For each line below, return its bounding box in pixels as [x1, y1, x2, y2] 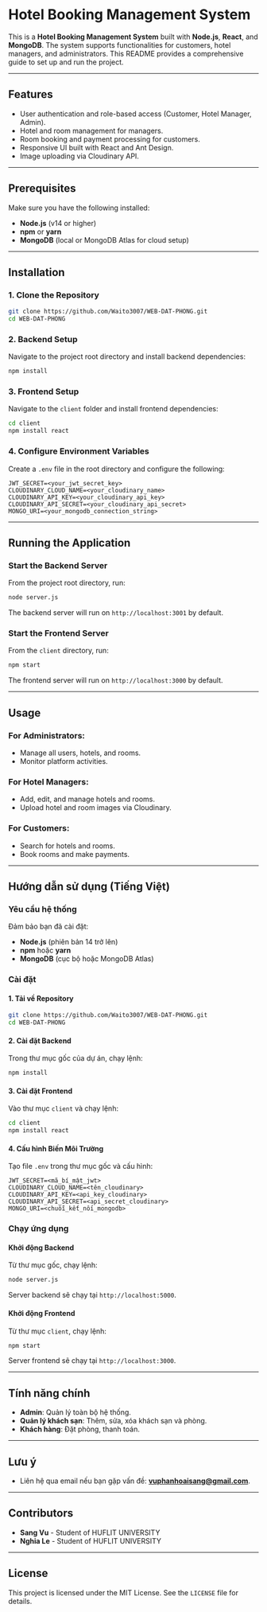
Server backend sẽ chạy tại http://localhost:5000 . [8, 1291, 176, 1300]
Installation [8, 265, 65, 279]
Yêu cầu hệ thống [8, 903, 77, 914]
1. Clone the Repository [8, 289, 99, 300]
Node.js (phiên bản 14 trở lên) [19, 937, 118, 947]
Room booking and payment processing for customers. [19, 134, 201, 144]
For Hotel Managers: [8, 776, 89, 787]
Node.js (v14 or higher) [19, 218, 97, 228]
